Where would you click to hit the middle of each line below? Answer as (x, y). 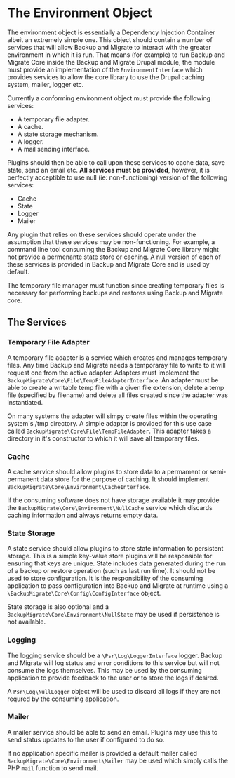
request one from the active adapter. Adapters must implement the (103, 373)
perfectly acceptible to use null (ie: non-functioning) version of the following (117, 177)
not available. (27, 622)
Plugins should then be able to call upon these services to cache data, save (116, 162)
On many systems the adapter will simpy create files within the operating (112, 416)
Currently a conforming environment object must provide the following (109, 98)
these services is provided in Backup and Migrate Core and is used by (108, 264)
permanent (23, 479)
